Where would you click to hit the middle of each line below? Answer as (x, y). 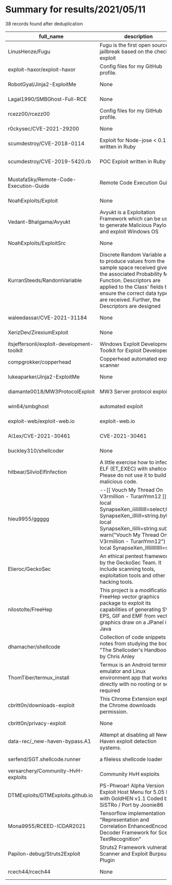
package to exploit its (125, 603)
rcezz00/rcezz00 (29, 114)
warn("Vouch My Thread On (134, 535)
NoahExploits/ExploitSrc (37, 243)
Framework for (139, 833)
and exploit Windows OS (129, 231)
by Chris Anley (117, 656)
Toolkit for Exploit (121, 350)
